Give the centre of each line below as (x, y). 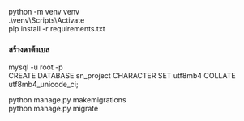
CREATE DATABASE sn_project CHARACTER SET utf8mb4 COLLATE (122, 76)
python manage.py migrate (54, 109)
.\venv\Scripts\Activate (47, 20)
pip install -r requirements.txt (57, 29)
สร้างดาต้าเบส (29, 49)
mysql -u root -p (36, 67)
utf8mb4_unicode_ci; (43, 85)
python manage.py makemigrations (68, 100)
